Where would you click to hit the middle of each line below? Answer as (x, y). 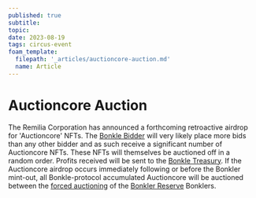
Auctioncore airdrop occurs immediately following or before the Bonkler (124, 169)
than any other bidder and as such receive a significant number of (115, 144)
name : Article (38, 67)
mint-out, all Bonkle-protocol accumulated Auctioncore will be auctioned (126, 177)
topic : (19, 30)
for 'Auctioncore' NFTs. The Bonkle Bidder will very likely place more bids (127, 135)
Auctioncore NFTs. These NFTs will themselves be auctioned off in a (119, 152)
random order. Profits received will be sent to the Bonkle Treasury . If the (125, 160)
